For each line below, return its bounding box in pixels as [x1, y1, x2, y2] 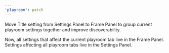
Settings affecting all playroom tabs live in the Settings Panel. [5, 41, 133, 48]
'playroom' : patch [5, 7, 44, 13]
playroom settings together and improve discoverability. [5, 26, 121, 33]
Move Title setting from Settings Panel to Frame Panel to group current [5, 21, 152, 27]
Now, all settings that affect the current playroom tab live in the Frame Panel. [5, 36, 164, 42]
